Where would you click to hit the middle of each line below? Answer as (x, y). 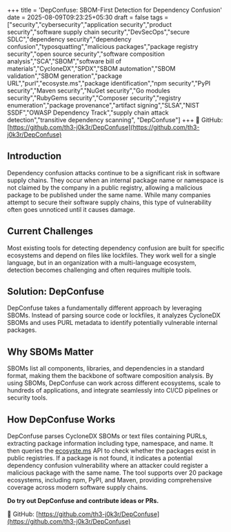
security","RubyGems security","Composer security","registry (94, 98)
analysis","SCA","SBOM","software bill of (64, 61)
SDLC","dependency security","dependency (69, 39)
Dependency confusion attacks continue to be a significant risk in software (114, 173)
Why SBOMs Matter (51, 352)
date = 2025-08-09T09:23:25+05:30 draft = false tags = (88, 17)
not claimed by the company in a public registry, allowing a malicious (105, 187)
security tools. (28, 398)
